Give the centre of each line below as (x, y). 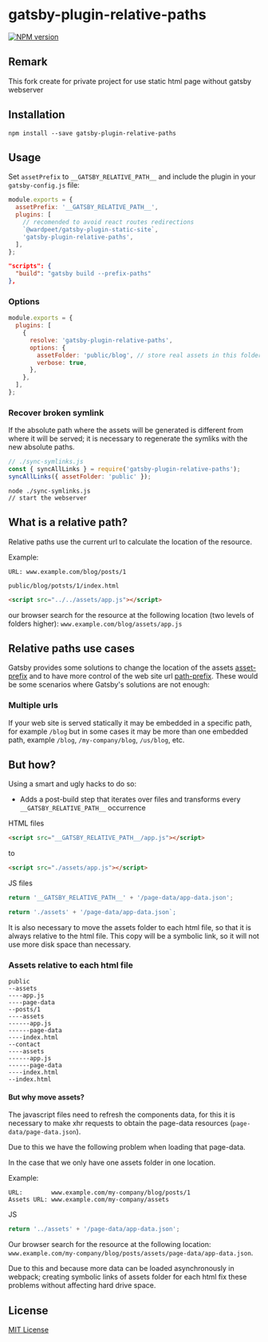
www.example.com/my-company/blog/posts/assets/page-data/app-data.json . (131, 1253)
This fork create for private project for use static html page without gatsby (130, 81)
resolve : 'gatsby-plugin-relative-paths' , (101, 340)
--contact (25, 1045)
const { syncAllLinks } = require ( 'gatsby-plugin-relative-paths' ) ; (124, 469)
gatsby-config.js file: (44, 185)
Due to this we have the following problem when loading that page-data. (127, 1147)
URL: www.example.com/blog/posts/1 (67, 572)
